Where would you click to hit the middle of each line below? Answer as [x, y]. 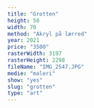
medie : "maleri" [31, 73]
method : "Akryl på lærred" [47, 34]
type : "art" [25, 93]
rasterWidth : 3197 [35, 54]
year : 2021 [23, 40]
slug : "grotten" [31, 87]
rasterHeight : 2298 [36, 60]
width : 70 [22, 27]
